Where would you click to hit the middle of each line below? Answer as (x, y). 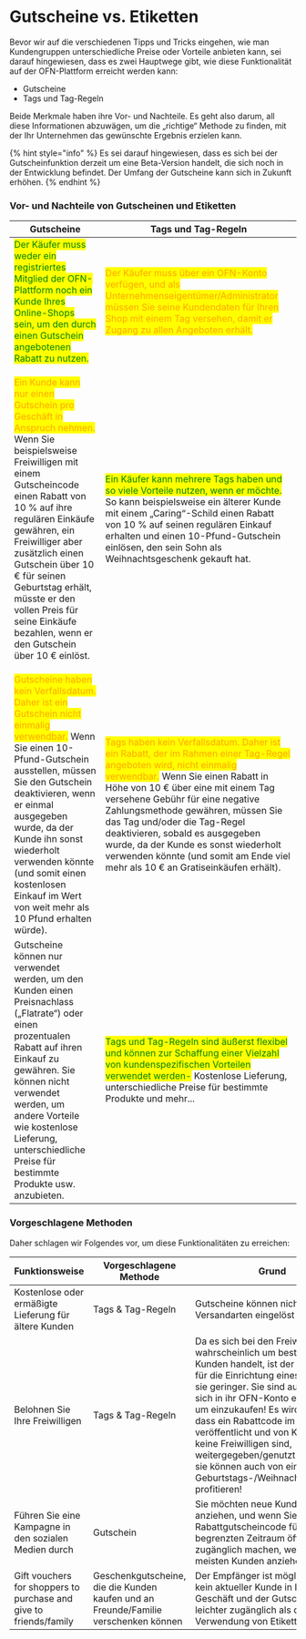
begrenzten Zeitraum (240, 1538)
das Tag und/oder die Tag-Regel (175, 822)
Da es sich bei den (234, 1341)
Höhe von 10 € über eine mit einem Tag (190, 788)
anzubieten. (39, 1195)
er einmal (34, 805)
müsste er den (45, 599)
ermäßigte (36, 1303)
